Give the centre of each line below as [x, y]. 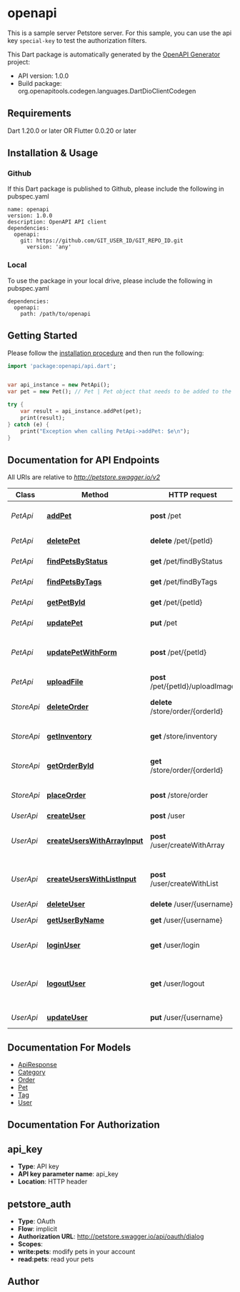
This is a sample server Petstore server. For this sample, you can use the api [120, 33]
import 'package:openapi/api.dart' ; [62, 366]
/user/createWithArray [187, 846]
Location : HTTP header [52, 1182]
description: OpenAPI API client [57, 222]
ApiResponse [37, 1065]
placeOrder [66, 796]
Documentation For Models [69, 1047]
